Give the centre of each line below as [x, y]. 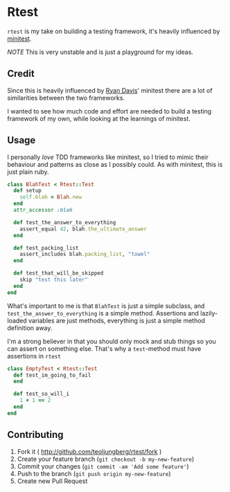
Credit [21, 74]
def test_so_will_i [42, 394]
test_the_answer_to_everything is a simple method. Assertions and [103, 313]
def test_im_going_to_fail [52, 375]
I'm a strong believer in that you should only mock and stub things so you [112, 341]
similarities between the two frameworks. [66, 98]
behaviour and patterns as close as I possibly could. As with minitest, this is [115, 164]
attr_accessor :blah [43, 210]
